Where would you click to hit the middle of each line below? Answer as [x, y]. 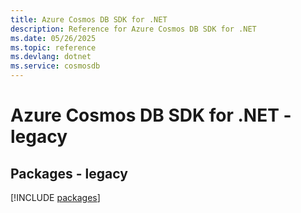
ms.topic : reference [53, 47]
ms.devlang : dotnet [51, 57]
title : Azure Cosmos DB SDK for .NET [89, 19]
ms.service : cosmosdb [55, 66]
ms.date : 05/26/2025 [53, 38]
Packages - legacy [69, 173]
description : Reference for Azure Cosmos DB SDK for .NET [133, 29]
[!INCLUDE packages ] [55, 197]
